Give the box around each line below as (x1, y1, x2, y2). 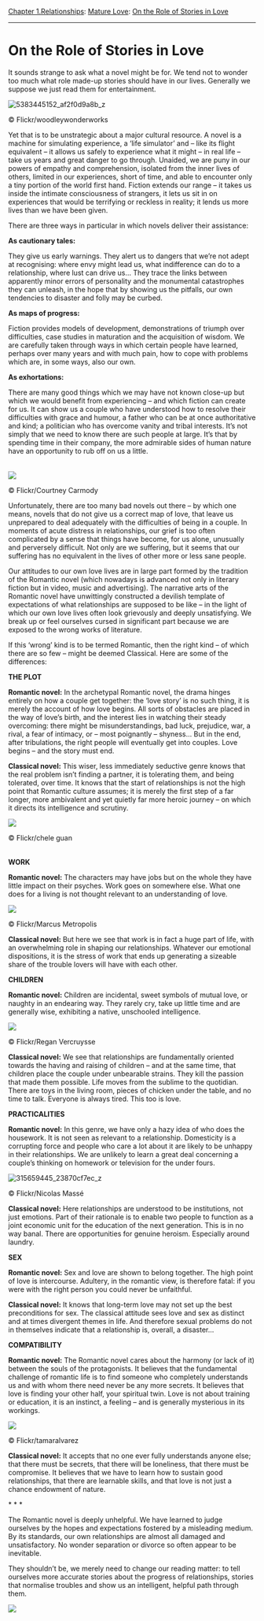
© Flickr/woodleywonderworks (8, 114, 108, 124)
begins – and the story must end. (8, 746, 115, 755)
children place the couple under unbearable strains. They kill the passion (8, 1069, 244, 1078)
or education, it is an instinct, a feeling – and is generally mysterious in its (8, 1397, 245, 1407)
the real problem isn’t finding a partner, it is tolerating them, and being (8, 770, 234, 779)
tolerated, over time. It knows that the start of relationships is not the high (8, 777, 246, 787)
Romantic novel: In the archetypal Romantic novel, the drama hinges (8, 687, 231, 696)
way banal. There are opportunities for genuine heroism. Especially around (8, 1229, 250, 1239)
